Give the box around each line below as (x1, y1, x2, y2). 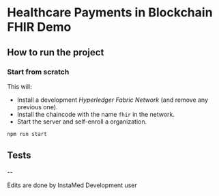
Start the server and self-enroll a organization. (16, 117, 147, 126)
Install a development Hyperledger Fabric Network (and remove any (16, 96, 209, 104)
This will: (7, 82, 32, 90)
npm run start (7, 130, 48, 137)
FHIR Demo (7, 19, 72, 35)
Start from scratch (7, 67, 70, 76)
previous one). (16, 102, 58, 111)
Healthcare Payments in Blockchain (7, 5, 213, 20)
